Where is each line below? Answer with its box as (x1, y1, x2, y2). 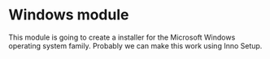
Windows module (8, 6, 129, 24)
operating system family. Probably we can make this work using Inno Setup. (8, 40, 263, 50)
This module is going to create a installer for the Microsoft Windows (8, 32, 236, 42)
